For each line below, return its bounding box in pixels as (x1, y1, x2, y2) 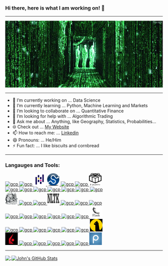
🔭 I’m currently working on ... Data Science (12, 97, 101, 103)
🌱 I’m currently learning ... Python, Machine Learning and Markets (12, 102, 148, 108)
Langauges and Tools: (5, 161, 60, 168)
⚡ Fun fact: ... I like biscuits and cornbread (12, 142, 99, 148)
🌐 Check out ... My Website (12, 124, 69, 130)
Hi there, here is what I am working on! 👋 (5, 5, 105, 12)
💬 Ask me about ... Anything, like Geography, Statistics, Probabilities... (12, 118, 156, 124)
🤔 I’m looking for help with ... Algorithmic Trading (12, 113, 113, 119)
